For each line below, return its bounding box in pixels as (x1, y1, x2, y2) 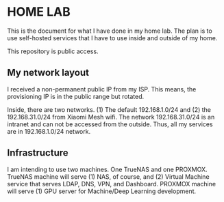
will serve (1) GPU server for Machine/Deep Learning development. (7, 187, 197, 195)
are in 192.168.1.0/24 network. (7, 127, 91, 135)
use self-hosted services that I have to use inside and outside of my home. (7, 33, 218, 42)
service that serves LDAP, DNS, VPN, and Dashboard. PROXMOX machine (7, 179, 216, 188)
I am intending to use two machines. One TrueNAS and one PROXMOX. (7, 165, 208, 173)
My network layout (7, 67, 89, 78)
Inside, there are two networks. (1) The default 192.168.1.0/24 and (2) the (7, 105, 211, 113)
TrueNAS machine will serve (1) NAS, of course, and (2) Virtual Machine (7, 172, 210, 181)
